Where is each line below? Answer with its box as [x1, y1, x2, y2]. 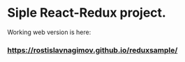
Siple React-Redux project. [7, 5, 166, 21]
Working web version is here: [7, 28, 91, 36]
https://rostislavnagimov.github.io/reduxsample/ [7, 45, 178, 55]
